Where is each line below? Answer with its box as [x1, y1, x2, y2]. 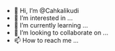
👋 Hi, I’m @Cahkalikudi [13, 7, 79, 14]
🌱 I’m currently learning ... [13, 21, 89, 29]
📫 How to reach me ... [13, 37, 79, 44]
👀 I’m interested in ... [13, 14, 73, 22]
